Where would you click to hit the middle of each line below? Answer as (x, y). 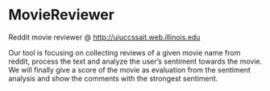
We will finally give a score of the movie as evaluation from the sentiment (130, 69)
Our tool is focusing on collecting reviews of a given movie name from (125, 52)
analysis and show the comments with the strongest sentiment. (113, 78)
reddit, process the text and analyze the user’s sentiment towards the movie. (135, 61)
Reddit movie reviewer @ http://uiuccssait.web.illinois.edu (104, 37)
